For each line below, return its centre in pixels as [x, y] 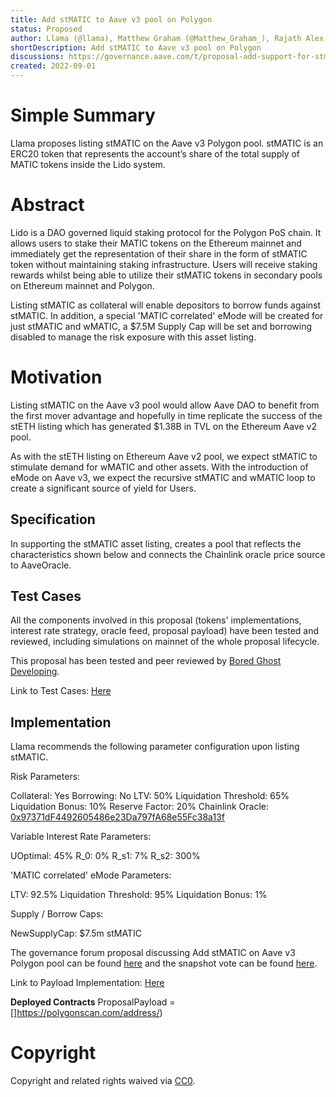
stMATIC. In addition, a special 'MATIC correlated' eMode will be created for [167, 315]
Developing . [35, 672]
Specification [53, 519]
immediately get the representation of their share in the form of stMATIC [159, 253]
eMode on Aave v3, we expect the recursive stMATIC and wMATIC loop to [163, 477]
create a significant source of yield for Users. [103, 488]
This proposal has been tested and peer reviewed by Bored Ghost [146, 661]
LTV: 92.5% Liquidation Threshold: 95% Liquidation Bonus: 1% [139, 895]
